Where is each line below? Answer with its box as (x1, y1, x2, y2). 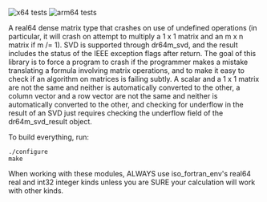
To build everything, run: (8, 132, 90, 142)
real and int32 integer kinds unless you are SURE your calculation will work (8, 177, 256, 187)
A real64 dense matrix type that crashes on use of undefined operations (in (8, 23, 258, 32)
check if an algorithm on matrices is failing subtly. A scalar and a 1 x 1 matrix (8, 75, 260, 83)
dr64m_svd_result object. (8, 117, 92, 126)
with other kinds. (8, 186, 64, 196)
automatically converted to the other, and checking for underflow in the (8, 100, 244, 109)
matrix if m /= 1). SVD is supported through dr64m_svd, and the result (8, 40, 238, 50)
